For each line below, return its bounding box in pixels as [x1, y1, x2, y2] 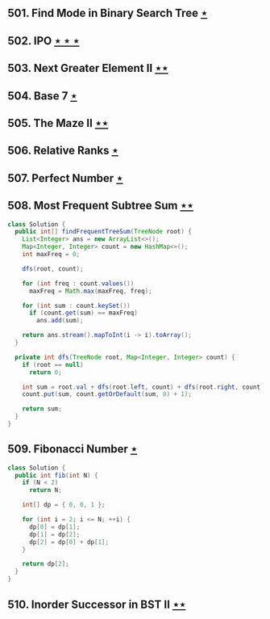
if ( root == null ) [22, 360, 84, 368]
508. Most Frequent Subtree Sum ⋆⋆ [7, 199, 194, 213]
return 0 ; [28, 368, 62, 377]
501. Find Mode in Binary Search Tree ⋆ [7, 6, 208, 20]
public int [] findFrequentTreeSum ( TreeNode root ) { [15, 228, 193, 236]
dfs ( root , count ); [22, 264, 84, 273]
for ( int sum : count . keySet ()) [22, 301, 131, 309]
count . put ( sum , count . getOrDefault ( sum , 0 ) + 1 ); [22, 390, 193, 398]
